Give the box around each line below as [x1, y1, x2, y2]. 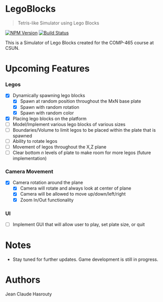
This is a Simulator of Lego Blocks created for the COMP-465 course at [5, 39, 154, 46]
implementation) [12, 156, 47, 162]
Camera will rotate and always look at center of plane [20, 185, 132, 191]
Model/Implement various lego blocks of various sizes [12, 121, 126, 127]
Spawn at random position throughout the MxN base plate [20, 98, 141, 104]
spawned [12, 133, 32, 139]
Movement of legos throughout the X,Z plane [12, 143, 107, 150]
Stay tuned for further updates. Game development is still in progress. [12, 256, 158, 262]
